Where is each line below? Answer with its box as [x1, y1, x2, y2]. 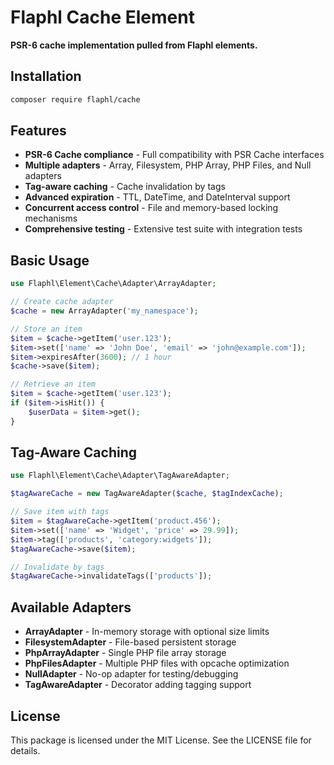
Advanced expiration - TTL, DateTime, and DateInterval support [24, 191, 291, 203]
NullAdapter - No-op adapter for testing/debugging [24, 668, 239, 680]
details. [10, 744, 41, 756]
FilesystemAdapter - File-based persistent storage [24, 636, 237, 648]
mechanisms [24, 212, 78, 225]
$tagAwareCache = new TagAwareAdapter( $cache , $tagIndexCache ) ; [10, 489, 284, 499]
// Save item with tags [10, 507, 110, 517]
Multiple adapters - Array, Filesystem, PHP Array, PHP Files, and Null [24, 159, 312, 171]
